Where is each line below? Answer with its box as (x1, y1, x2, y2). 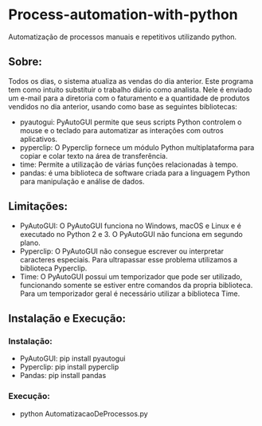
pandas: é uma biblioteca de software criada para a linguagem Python (19, 168, 251, 177)
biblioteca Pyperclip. (19, 263, 88, 273)
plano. (19, 238, 41, 247)
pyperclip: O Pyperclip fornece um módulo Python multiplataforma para (19, 142, 255, 152)
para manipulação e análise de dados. (19, 176, 145, 186)
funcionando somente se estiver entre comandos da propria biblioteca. (19, 280, 253, 290)
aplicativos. (19, 134, 58, 144)
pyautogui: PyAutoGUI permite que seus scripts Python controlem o (19, 117, 242, 127)
